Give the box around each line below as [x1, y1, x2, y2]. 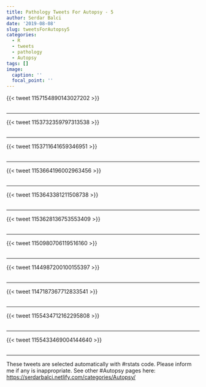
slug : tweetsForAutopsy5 [6, 26, 70, 33]
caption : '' [12, 72, 43, 78]
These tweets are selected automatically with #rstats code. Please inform [6, 361, 192, 368]
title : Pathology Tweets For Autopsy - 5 [6, 9, 114, 15]
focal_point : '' [12, 77, 53, 84]
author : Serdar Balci [6, 15, 62, 21]
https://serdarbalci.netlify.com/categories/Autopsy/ [6, 373, 136, 381]
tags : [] [6, 60, 29, 66]
